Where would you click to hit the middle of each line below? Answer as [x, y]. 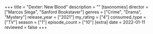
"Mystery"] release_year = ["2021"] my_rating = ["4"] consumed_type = [76, 17]
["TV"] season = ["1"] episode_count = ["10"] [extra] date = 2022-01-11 [75, 22]
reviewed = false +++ [26, 27]
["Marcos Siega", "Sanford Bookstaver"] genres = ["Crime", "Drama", [73, 12]
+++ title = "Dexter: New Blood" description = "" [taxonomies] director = [76, 7]
